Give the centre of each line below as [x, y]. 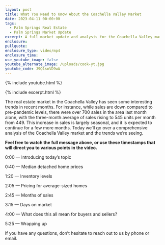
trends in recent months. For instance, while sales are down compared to [79, 107]
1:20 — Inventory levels [29, 176]
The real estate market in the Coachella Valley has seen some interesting [79, 102]
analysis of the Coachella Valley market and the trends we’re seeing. [74, 133]
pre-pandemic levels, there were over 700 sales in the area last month [76, 112]
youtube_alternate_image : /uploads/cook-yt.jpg [55, 64]
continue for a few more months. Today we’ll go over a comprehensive [76, 128]
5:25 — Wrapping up [26, 224]
